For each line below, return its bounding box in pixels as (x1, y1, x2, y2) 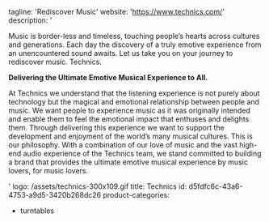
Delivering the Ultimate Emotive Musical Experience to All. (8, 73, 208, 82)
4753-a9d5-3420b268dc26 (8, 190, 102, 199)
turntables (19, 206, 55, 216)
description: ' (8, 15, 53, 25)
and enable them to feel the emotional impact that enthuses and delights (8, 114, 250, 124)
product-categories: (103, 190, 170, 199)
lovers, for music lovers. (8, 166, 89, 175)
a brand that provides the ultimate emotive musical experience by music (8, 157, 249, 167)
